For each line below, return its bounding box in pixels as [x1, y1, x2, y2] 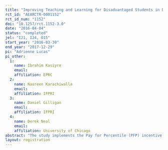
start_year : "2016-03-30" [5, 40, 59, 45]
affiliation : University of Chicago [14, 128, 91, 133]
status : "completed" [5, 30, 48, 35]
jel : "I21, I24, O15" [5, 35, 50, 40]
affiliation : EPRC [14, 72, 52, 77]
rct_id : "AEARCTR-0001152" [5, 12, 61, 17]
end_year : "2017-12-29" [5, 44, 55, 49]
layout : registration [5, 137, 50, 142]
